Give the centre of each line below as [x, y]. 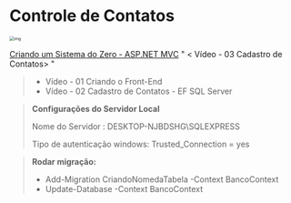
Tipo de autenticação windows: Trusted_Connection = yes [140, 144]
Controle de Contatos [92, 16]
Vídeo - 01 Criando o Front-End [104, 81]
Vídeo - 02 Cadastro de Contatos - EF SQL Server [139, 91]
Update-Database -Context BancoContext [124, 188]
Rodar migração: [64, 161]
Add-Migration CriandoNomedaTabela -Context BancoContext [162, 179]
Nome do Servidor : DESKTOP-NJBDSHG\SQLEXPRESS [136, 126]
